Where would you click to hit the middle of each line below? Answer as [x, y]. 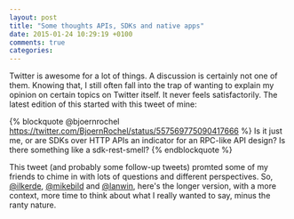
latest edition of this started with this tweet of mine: [103, 104]
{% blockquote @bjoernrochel [64, 122]
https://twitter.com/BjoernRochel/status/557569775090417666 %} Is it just [146, 131]
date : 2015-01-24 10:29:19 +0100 [71, 34]
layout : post [33, 17]
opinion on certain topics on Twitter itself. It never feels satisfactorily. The [143, 95]
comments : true [37, 42]
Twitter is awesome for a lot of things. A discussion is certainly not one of [143, 76]
